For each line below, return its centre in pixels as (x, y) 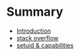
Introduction (34, 31)
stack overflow (37, 38)
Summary (35, 12)
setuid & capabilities (45, 45)
